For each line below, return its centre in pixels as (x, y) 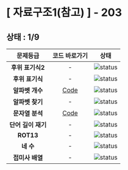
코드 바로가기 (70, 56)
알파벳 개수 (28, 91)
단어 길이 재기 (28, 125)
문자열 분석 (28, 113)
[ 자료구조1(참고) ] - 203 (64, 13)
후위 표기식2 (28, 68)
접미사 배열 (28, 158)
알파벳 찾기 (28, 102)
